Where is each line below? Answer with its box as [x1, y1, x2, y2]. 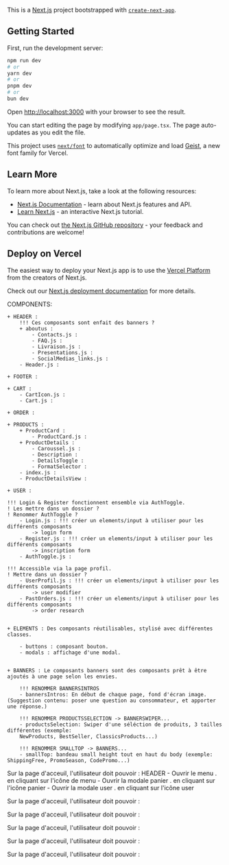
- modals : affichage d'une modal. [19, 649, 121, 656]
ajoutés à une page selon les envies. [7, 673, 118, 680]
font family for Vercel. [7, 149, 69, 157]
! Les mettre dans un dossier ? [7, 505, 99, 512]
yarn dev [7, 70, 32, 77]
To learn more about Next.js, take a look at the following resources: [7, 186, 197, 195]
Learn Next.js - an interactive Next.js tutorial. [16, 207, 144, 215]
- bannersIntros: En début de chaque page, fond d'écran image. [19, 691, 207, 698]
